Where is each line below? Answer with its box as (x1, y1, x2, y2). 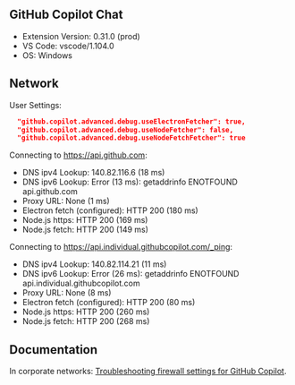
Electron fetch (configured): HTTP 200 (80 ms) (21, 297, 196, 308)
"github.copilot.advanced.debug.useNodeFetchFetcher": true (17, 133, 246, 142)
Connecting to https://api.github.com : (9, 150, 147, 160)
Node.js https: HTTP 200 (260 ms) (21, 306, 150, 317)
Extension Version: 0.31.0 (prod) (21, 30, 140, 41)
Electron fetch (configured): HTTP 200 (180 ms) (21, 205, 198, 216)
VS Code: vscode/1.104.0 (21, 40, 114, 51)
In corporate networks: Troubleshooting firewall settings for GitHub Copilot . (9, 366, 287, 377)
